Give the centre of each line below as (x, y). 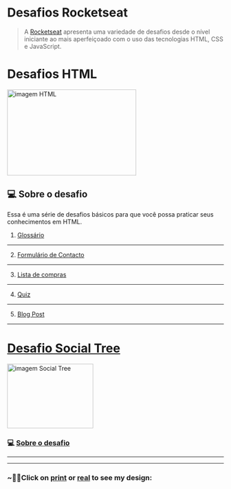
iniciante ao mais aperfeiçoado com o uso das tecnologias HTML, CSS (123, 39)
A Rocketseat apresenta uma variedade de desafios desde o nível (117, 32)
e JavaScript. (43, 46)
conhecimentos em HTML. (45, 221)
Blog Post (31, 314)
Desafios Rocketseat (68, 13)
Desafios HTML (52, 74)
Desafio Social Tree (64, 348)
